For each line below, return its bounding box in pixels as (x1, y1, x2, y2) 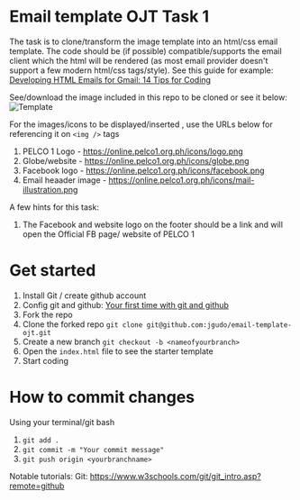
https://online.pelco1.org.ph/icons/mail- (107, 174, 255, 186)
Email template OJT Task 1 (9, 6, 210, 27)
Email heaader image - (22, 174, 106, 186)
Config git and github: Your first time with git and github (22, 299, 230, 310)
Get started (9, 260, 96, 281)
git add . (22, 435, 60, 445)
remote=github (9, 480, 65, 491)
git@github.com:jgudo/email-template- (146, 320, 293, 330)
